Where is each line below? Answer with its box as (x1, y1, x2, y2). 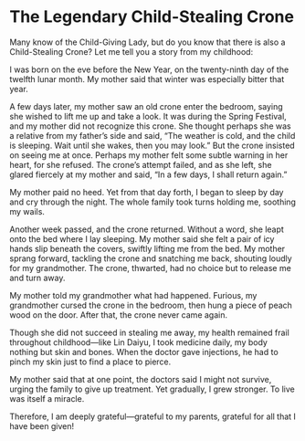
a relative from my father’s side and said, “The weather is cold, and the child (9, 130, 296, 141)
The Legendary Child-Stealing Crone (9, 6, 295, 27)
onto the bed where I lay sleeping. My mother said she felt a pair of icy (9, 233, 275, 244)
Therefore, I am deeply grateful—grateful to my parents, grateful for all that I (9, 411, 297, 422)
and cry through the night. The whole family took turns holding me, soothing (9, 196, 297, 207)
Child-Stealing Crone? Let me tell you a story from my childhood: (9, 46, 254, 57)
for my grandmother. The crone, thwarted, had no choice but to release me (9, 262, 292, 273)
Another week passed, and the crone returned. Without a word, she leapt (9, 224, 285, 235)
